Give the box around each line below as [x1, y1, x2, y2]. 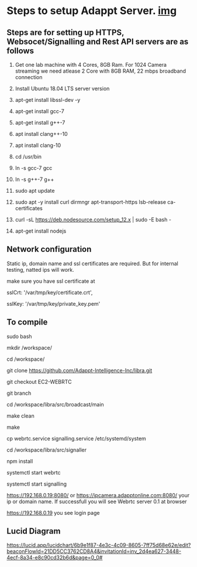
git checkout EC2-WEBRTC [6, 378, 72, 385]
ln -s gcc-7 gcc [15, 165, 53, 171]
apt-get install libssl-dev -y [15, 97, 81, 103]
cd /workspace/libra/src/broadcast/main [6, 401, 104, 408]
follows [6, 46, 34, 56]
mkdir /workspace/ [6, 344, 52, 351]
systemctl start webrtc [6, 469, 61, 476]
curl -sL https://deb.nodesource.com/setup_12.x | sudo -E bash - [15, 216, 172, 223]
